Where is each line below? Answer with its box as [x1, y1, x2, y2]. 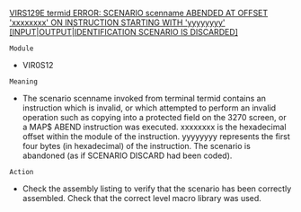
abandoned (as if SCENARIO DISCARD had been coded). [22, 150, 233, 161]
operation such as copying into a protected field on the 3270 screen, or [22, 112, 287, 122]
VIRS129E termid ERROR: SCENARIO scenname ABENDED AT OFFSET [9, 8, 269, 18]
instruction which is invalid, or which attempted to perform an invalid [22, 102, 277, 113]
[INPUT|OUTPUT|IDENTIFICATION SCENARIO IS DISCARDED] [9, 27, 238, 37]
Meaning [9, 77, 39, 86]
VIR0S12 [22, 60, 54, 70]
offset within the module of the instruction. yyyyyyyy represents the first [22, 131, 290, 142]
